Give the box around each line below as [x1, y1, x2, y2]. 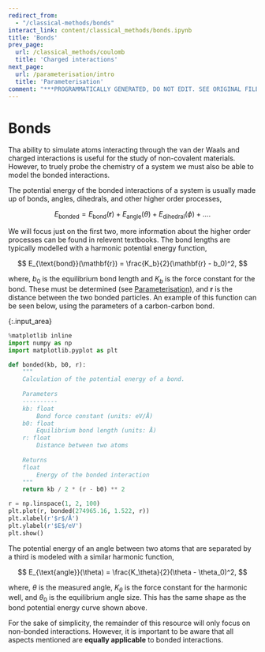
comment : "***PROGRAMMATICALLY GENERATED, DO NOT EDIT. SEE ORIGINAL [8, 85, 242, 93]
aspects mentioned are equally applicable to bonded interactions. [8, 635, 223, 645]
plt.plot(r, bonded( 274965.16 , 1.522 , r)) [8, 507, 150, 515]
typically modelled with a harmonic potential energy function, [8, 243, 207, 253]
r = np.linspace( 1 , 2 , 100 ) [8, 499, 101, 508]
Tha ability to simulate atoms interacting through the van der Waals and [8, 145, 241, 155]
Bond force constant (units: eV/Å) [36, 412, 154, 420]
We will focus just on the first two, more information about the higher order [8, 227, 251, 236]
